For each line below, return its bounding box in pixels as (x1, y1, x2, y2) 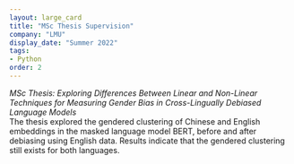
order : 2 (9, 64, 42, 73)
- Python (9, 55, 42, 64)
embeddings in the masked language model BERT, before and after (9, 125, 257, 136)
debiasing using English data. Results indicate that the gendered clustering (9, 135, 285, 146)
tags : (9, 47, 30, 56)
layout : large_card (9, 13, 82, 22)
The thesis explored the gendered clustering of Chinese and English (9, 116, 261, 126)
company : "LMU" (9, 30, 66, 39)
